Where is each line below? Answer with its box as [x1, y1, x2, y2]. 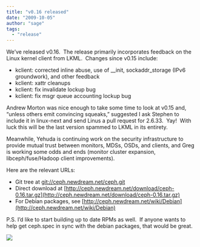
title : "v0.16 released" [6, 9, 69, 15]
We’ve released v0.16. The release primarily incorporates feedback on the [6, 48, 192, 55]
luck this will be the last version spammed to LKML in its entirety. [6, 123, 168, 131]
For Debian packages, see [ [15, 198, 84, 205]
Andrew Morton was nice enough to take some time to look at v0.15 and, [6, 104, 187, 111]
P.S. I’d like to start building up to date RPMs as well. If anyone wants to [6, 216, 186, 223]
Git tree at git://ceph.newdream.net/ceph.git [15, 178, 125, 186]
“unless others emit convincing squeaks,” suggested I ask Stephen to [6, 111, 180, 118]
